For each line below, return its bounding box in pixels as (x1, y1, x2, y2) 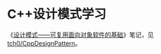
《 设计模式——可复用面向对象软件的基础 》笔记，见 (7, 30, 154, 39)
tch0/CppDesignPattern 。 (7, 39, 82, 47)
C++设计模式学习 (7, 6, 107, 22)
